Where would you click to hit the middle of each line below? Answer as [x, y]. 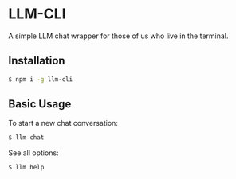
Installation [37, 61]
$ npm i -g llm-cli [41, 79]
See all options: [33, 153]
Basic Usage [40, 104]
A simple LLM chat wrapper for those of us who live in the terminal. [118, 36]
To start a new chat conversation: [63, 123]
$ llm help [26, 168]
